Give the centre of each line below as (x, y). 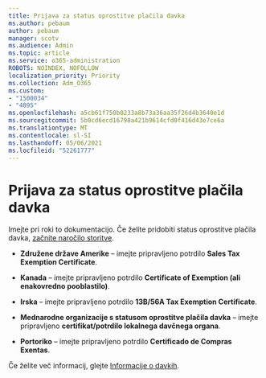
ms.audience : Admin (41, 46)
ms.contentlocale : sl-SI (50, 135)
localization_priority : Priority (64, 76)
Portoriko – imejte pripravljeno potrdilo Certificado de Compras (126, 342)
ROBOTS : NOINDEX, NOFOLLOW (53, 68)
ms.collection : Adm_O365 (50, 83)
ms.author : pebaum (39, 23)
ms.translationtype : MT (48, 128)
